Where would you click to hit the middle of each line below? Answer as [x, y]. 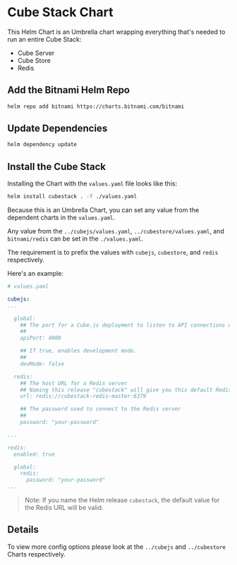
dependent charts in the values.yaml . [61, 217]
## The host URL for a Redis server [74, 383]
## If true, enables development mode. [79, 351]
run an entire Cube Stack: [44, 39]
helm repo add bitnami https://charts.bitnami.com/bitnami [96, 107]
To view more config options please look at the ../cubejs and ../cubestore [117, 547]
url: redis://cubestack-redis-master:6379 [83, 396]
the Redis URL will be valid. [64, 508]
